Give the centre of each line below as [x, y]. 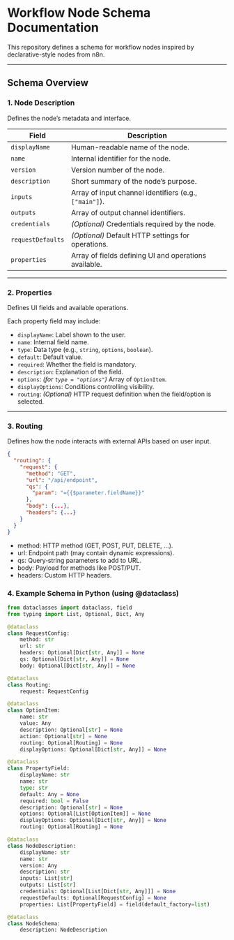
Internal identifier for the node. [120, 159]
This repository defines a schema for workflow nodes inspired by [101, 47]
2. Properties [30, 293]
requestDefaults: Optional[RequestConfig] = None [93, 898]
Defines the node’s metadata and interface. [69, 118]
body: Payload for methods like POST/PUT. [79, 568]
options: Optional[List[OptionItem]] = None [85, 814]
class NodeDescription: [42, 846]
